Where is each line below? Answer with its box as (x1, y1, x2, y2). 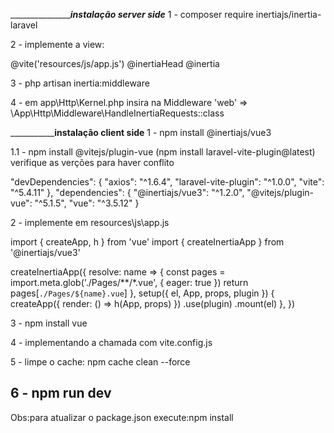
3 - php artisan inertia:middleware (10, 77, 150, 89)
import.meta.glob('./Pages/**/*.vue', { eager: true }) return (10, 277, 249, 288)
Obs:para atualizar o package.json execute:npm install (10, 411, 234, 423)
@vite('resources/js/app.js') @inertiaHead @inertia (10, 58, 220, 69)
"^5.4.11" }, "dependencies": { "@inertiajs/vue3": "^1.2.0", (10, 187, 245, 198)
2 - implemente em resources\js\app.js (10, 217, 170, 228)
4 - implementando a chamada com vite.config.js (10, 337, 213, 348)
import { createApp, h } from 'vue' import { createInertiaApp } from (10, 236, 285, 248)
